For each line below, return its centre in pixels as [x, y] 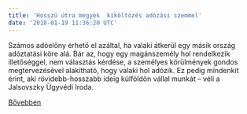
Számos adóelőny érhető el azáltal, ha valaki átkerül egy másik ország [122, 45]
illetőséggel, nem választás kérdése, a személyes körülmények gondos [123, 62]
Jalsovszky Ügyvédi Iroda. [51, 86]
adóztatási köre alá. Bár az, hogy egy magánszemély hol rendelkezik [119, 53]
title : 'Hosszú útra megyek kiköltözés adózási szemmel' [105, 15]
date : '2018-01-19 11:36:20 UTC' [63, 23]
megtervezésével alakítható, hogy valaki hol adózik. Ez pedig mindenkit [124, 70]
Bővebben [25, 102]
